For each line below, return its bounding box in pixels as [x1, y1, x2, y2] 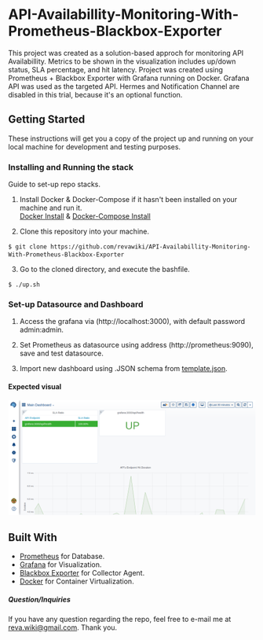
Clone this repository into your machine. [19, 226, 150, 237]
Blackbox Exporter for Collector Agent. [19, 568, 145, 578]
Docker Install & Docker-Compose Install [19, 211, 151, 221]
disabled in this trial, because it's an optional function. [8, 90, 183, 99]
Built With [8, 531, 57, 544]
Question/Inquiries [8, 594, 71, 604]
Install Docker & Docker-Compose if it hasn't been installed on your [19, 195, 238, 204]
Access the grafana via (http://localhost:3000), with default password [19, 317, 246, 326]
